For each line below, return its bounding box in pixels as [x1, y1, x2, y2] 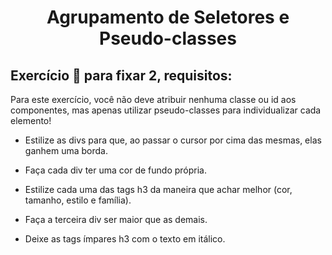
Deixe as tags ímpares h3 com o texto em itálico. [24, 233, 226, 245]
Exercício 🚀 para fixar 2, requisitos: [10, 67, 233, 84]
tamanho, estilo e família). [24, 194, 132, 206]
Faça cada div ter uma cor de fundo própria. [24, 164, 207, 176]
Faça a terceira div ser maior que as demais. [24, 214, 208, 225]
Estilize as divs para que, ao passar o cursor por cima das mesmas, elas [24, 134, 322, 146]
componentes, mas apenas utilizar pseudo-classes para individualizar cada [10, 104, 322, 116]
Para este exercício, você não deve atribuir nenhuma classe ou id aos [10, 94, 297, 105]
